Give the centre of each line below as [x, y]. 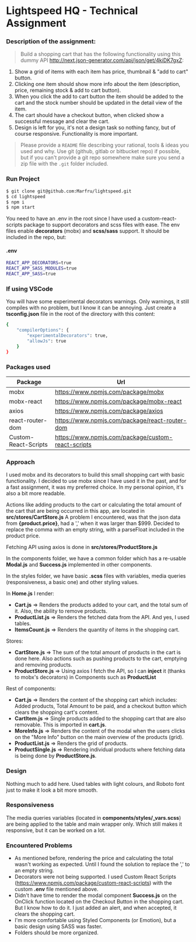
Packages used [28, 367]
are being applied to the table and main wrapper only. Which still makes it [94, 824]
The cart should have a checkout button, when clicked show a [89, 115]
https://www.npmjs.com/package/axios [109, 410]
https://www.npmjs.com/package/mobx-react [118, 401]
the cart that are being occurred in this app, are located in [75, 511]
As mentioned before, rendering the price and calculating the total [94, 858]
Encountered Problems [39, 845]
